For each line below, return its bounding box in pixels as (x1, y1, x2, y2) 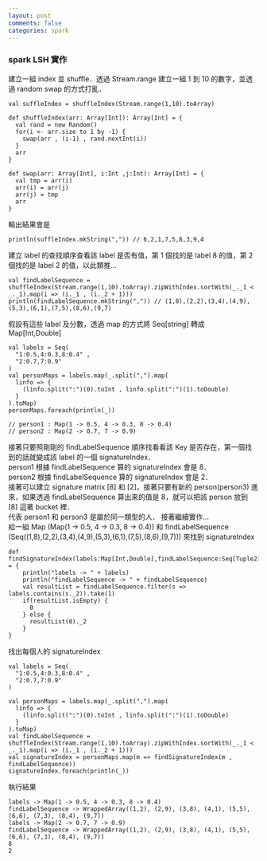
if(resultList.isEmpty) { (22, 596, 109, 604)
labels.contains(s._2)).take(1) (8, 589, 115, 598)
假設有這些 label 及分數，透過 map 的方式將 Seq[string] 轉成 (8, 319, 205, 328)
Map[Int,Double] (8, 328, 62, 337)
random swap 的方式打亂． (17, 84, 106, 93)
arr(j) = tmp (15, 191, 59, 199)
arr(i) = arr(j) (15, 183, 69, 191)
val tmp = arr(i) (15, 176, 73, 184)
